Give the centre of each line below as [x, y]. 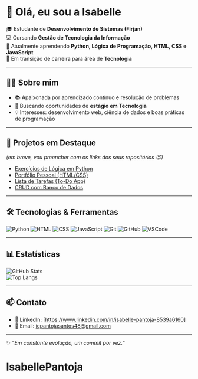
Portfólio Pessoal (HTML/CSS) [51, 175]
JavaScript [20, 52]
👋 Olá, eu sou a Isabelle [64, 12]
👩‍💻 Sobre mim [32, 83]
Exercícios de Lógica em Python [54, 168]
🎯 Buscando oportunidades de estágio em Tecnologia [81, 106]
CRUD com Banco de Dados [49, 187]
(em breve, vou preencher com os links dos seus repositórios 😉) [85, 157]
